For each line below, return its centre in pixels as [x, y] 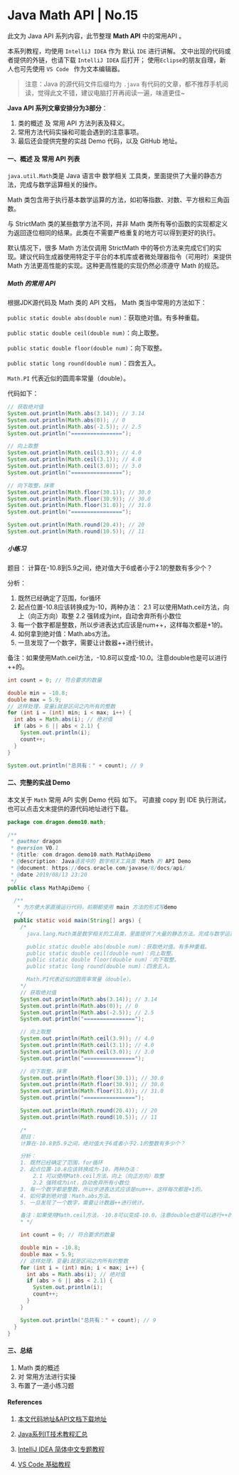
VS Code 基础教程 [44, 1464]
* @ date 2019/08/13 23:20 [49, 875]
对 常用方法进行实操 [47, 1376]
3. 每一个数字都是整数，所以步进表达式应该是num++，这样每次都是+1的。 [113, 1189]
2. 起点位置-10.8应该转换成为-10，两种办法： [80, 1169]
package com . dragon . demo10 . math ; [57, 822]
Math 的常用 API [31, 283]
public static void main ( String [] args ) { [78, 921]
